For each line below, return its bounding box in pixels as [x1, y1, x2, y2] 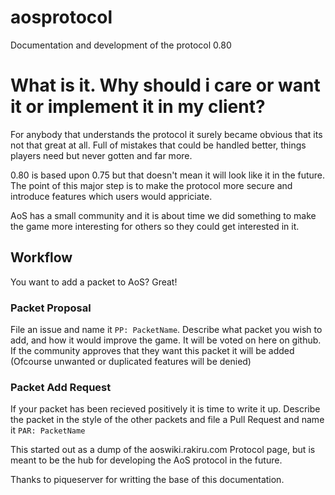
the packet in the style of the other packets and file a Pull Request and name [10, 414, 325, 426]
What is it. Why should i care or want [10, 74, 321, 97]
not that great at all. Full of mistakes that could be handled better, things [10, 139, 307, 151]
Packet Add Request [10, 380, 112, 394]
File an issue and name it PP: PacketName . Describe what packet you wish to [10, 323, 323, 335]
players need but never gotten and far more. [10, 149, 193, 161]
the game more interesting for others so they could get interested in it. [10, 220, 300, 232]
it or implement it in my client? [10, 96, 266, 118]
